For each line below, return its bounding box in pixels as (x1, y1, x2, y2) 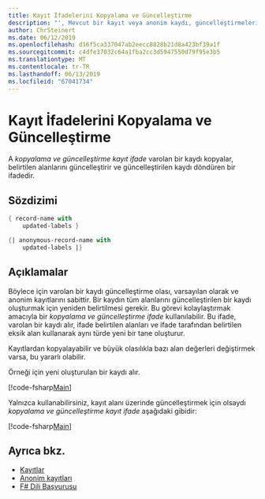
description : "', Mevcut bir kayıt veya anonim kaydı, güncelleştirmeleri (8, 19, 259, 27)
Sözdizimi (8, 194, 58, 207)
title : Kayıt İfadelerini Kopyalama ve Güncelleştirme (8, 11, 192, 20)
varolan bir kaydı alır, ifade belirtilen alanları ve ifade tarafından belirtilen (8, 320, 242, 330)
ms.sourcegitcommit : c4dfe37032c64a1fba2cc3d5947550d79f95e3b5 (8, 48, 221, 56)
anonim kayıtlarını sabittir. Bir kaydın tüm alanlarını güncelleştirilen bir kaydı (8, 295, 252, 304)
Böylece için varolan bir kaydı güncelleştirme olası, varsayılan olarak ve (8, 286, 239, 296)
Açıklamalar (8, 266, 69, 279)
